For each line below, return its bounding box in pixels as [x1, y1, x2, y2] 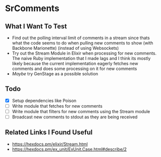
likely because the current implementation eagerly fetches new [12, 61, 138, 66]
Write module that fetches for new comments [12, 103, 103, 109]
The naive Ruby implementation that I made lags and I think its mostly [12, 56, 151, 61]
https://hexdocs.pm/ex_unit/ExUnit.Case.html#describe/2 [12, 146, 127, 152]
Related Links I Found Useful [5, 128, 93, 137]
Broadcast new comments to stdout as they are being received [12, 114, 138, 120]
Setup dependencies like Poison [12, 98, 77, 103]
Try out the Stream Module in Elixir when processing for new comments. [12, 50, 157, 56]
